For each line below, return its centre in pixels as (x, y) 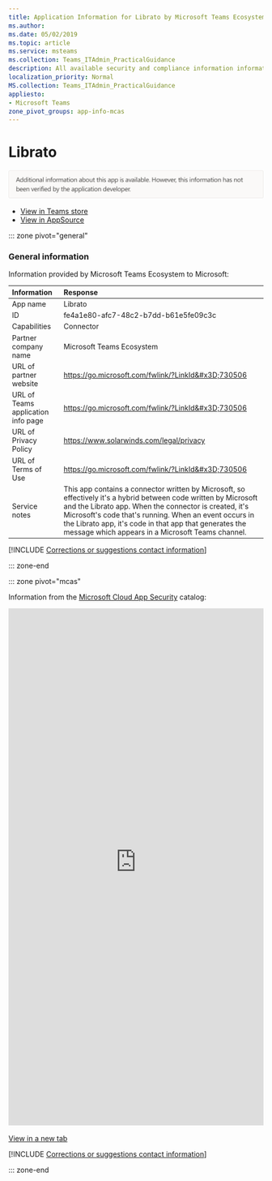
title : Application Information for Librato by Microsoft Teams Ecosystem (137, 17)
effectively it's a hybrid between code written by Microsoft (161, 497)
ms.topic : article (39, 43)
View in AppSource (52, 220)
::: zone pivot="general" (48, 235)
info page (28, 421)
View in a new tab (38, 1139)
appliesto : (27, 94)
